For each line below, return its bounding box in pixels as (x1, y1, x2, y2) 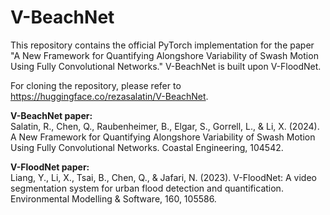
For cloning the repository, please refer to (10, 79, 182, 91)
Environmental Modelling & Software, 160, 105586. (10, 192, 217, 205)
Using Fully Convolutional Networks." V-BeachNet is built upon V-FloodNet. (10, 60, 322, 72)
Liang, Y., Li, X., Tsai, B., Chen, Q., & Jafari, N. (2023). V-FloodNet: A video (10, 171, 317, 183)
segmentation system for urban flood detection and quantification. (10, 182, 284, 194)
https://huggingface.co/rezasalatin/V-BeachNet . (10, 90, 209, 102)
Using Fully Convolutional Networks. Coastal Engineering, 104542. (10, 141, 284, 153)
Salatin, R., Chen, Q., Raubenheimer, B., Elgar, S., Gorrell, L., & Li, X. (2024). (10, 120, 320, 132)
